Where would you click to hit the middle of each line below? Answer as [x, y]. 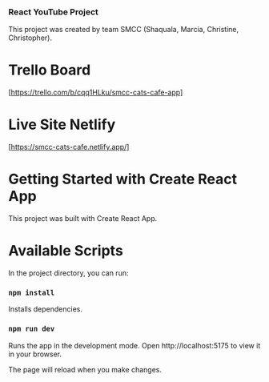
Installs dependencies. [45, 309]
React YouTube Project [53, 12]
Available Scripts [66, 251]
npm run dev [32, 329]
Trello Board [50, 70]
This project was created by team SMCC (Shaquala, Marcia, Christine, [124, 30]
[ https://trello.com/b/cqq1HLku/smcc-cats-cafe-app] [96, 92]
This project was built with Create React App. [83, 219]
